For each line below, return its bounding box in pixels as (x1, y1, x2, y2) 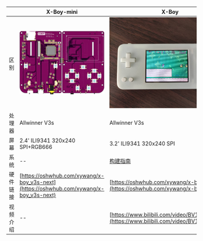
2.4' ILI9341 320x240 (19, 137, 76, 144)
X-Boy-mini (46, 8, 78, 15)
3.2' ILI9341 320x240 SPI (109, 140, 175, 147)
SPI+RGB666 (19, 143, 53, 150)
